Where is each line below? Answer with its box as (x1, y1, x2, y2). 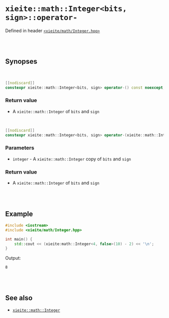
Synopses (5, 57, 38, 66)
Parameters (5, 144, 34, 151)
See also (5, 293, 33, 302)
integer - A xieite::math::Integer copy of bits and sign (12, 155, 132, 162)
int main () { (5, 236, 33, 242)
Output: (5, 255, 21, 261)
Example (5, 209, 33, 218)
